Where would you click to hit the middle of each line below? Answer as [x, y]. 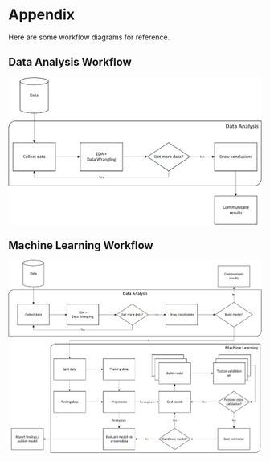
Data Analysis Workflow [70, 62]
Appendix [41, 15]
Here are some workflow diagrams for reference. [89, 37]
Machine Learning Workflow [81, 245]
